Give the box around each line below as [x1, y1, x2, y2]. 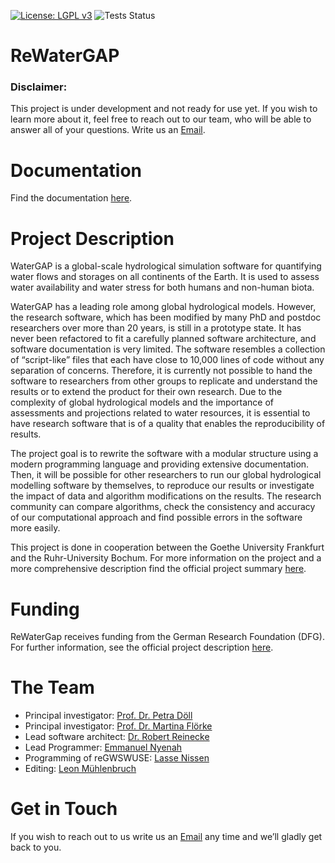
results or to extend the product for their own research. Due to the [10, 386, 283, 398]
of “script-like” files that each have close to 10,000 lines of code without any [10, 354, 325, 366]
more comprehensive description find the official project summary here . [10, 563, 307, 575]
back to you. [10, 841, 62, 854]
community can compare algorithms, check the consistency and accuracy [10, 501, 316, 513]
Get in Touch [10, 798, 118, 820]
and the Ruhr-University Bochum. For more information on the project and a [10, 552, 322, 564]
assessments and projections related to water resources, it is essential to [10, 407, 311, 419]
